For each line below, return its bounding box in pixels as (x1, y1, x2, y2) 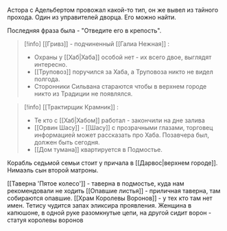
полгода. (34, 75, 60, 83)
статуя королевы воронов (7, 216, 84, 224)
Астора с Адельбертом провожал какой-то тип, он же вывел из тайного (7, 6, 219, 14)
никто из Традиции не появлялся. (34, 89, 133, 98)
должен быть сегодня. (34, 138, 100, 146)
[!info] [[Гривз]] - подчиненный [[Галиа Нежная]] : (23, 40, 170, 47)
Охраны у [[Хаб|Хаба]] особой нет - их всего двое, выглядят (34, 53, 212, 61)
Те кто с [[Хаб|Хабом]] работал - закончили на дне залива (34, 116, 206, 124)
